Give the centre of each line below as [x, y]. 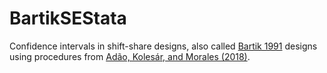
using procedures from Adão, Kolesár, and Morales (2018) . [130, 56]
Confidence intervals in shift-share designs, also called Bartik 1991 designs [163, 46]
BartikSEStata [68, 18]
